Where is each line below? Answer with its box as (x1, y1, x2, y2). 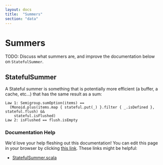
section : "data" (5, 16, 38, 21)
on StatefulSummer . (5, 59, 44, 65)
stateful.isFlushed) (14, 114, 56, 118)
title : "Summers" (5, 12, 43, 17)
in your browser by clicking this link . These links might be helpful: (5, 145, 137, 151)
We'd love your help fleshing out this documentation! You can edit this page (5, 140, 158, 146)
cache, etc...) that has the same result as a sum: (5, 91, 102, 97)
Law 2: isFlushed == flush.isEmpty (5, 118, 78, 123)
